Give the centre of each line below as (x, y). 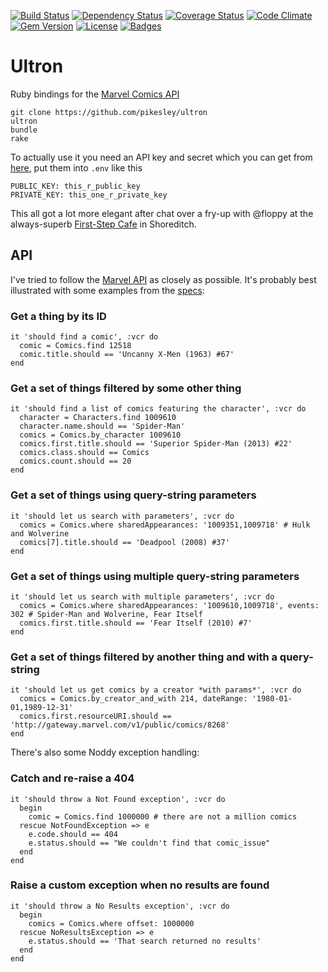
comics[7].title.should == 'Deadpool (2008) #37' (124, 542)
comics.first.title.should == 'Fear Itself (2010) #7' (136, 623)
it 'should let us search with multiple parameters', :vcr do (142, 596)
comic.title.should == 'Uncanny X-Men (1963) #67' (127, 355)
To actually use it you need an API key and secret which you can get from (161, 157)
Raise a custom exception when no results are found (140, 885)
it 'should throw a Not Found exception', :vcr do (118, 799)
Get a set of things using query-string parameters (133, 495)
